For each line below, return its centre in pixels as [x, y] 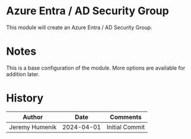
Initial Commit [126, 127]
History [25, 98]
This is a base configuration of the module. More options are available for [96, 68]
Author [33, 117]
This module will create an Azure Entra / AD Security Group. [79, 27]
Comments [125, 117]
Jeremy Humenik [33, 127]
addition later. [23, 74]
